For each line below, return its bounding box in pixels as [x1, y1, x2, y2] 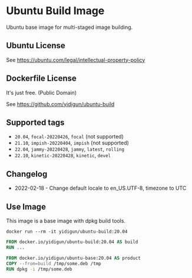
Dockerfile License [6, 74, 77, 84]
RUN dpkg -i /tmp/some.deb [6, 266, 72, 272]
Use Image [6, 201, 46, 211]
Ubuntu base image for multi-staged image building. [6, 24, 133, 31]
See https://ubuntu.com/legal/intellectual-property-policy [6, 56, 145, 63]
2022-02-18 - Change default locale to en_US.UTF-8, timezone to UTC [14, 184, 187, 192]
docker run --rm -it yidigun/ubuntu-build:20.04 [6, 229, 128, 234]
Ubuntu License [6, 41, 66, 51]
